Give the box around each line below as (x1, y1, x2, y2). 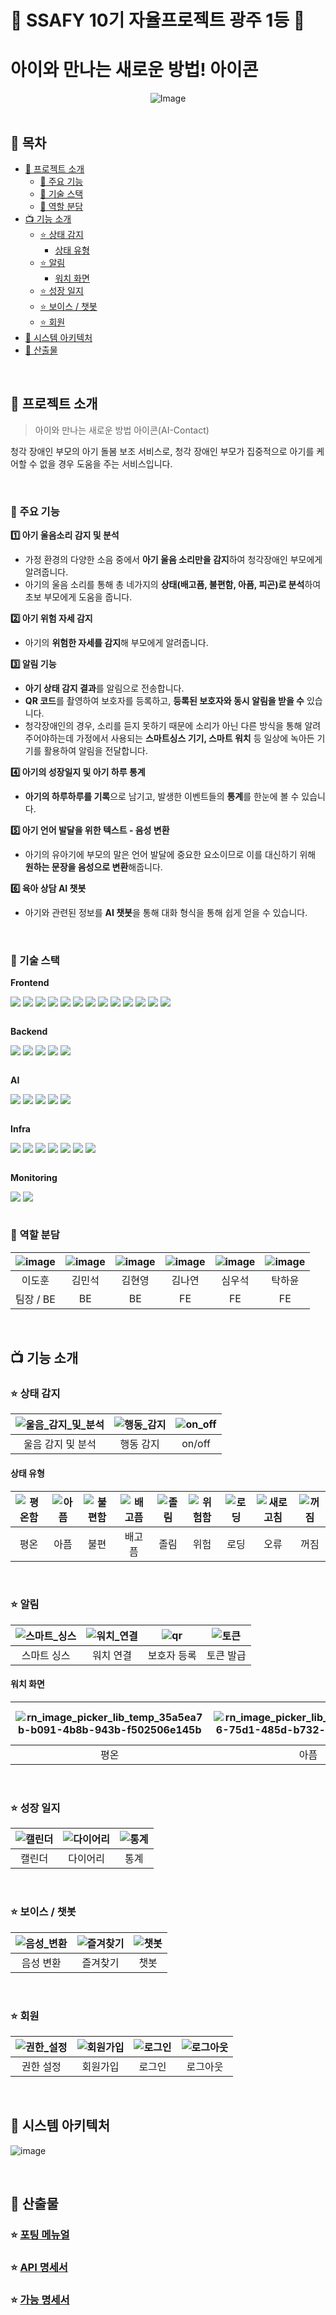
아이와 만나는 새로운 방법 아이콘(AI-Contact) (34, 424, 210, 436)
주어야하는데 (24, 732, 75, 745)
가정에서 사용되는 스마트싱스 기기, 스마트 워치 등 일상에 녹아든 (76, 732, 315, 745)
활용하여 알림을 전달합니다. (43, 745, 148, 757)
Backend (10, 1026, 48, 1038)
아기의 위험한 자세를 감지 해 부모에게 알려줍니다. (24, 637, 209, 649)
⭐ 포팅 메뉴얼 (10, 2228, 70, 2242)
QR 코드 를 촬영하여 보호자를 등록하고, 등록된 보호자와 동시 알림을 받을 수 (24, 695, 305, 707)
